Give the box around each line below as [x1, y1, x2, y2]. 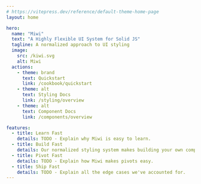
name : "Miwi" [11, 30, 44, 36]
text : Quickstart [22, 75, 66, 81]
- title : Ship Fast [11, 164, 60, 170]
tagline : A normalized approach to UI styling [11, 42, 130, 48]
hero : [6, 25, 20, 31]
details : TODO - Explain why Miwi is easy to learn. [17, 136, 151, 142]
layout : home [6, 14, 39, 20]
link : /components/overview [22, 114, 93, 120]
